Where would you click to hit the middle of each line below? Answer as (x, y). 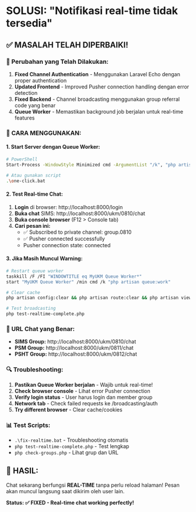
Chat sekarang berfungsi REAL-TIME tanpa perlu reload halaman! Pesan (93, 485)
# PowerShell (22, 159)
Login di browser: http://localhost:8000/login (69, 207)
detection (26, 93)
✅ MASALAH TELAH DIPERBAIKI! (67, 45)
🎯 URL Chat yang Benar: (41, 329)
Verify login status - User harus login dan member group (83, 397)
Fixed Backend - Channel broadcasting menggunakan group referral (97, 99)
